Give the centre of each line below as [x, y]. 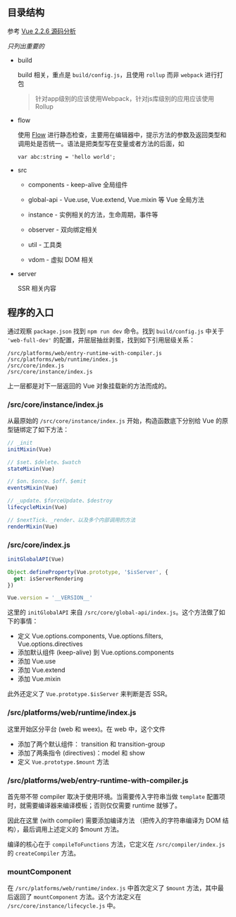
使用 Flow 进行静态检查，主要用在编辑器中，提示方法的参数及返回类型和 [122, 134]
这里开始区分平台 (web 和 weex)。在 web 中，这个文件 [86, 729]
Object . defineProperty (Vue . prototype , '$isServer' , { [88, 572]
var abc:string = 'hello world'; [67, 157]
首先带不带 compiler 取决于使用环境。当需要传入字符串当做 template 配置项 [116, 796]
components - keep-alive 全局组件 [78, 184]
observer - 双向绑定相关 [63, 229]
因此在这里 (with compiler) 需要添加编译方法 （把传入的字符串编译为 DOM [114, 820]
